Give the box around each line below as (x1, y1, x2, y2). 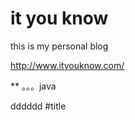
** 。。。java (10, 80, 57, 92)
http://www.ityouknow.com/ (10, 59, 125, 71)
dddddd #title (10, 100, 67, 112)
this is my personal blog (10, 40, 109, 52)
